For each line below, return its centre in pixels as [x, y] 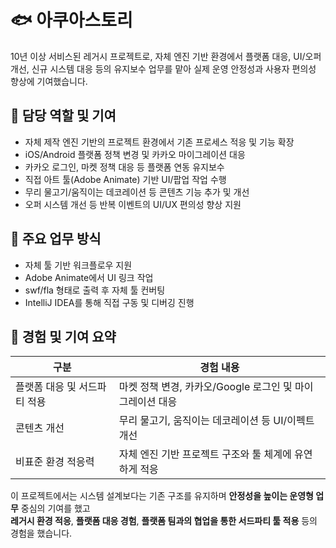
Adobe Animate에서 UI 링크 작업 [89, 277]
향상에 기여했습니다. [49, 81]
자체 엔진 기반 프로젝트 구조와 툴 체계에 [205, 454]
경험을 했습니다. [41, 533]
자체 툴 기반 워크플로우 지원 [78, 265]
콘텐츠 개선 [40, 428]
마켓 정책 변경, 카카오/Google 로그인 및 [205, 387]
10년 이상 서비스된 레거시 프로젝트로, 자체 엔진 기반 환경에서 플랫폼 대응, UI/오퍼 [166, 56]
